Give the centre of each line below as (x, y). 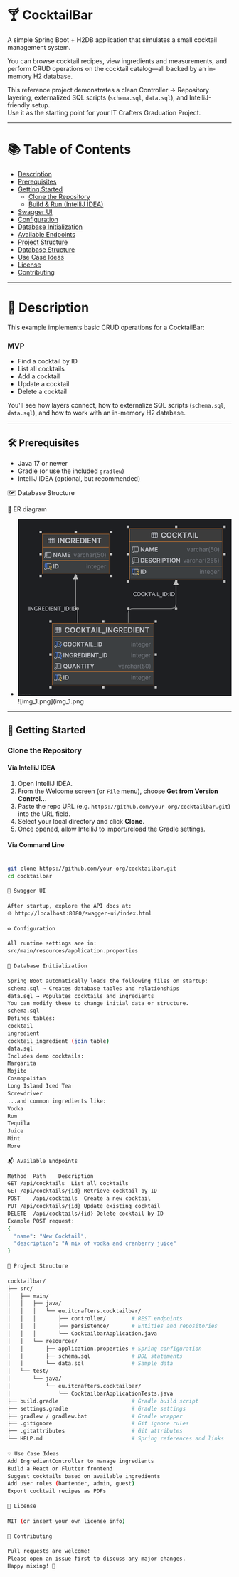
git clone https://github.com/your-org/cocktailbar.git (92, 869)
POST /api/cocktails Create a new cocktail (79, 1199)
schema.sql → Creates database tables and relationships (94, 988)
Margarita (22, 1063)
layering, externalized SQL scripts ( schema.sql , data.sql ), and (98, 97)
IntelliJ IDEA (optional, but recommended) (79, 478)
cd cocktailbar (30, 876)
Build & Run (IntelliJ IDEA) (66, 204)
